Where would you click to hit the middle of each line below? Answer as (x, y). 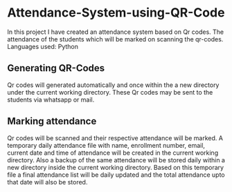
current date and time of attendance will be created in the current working (113, 153)
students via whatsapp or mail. (51, 99)
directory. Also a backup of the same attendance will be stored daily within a (116, 160)
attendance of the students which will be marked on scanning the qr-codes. (115, 39)
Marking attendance (52, 121)
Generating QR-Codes (56, 68)
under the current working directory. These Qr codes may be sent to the (110, 92)
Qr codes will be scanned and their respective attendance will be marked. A (115, 138)
